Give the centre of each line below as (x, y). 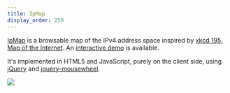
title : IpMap (26, 14)
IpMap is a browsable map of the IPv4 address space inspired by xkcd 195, (115, 40)
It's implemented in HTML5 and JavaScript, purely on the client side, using (115, 61)
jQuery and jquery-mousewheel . (53, 69)
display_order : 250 (36, 20)
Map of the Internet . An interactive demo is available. (83, 48)
